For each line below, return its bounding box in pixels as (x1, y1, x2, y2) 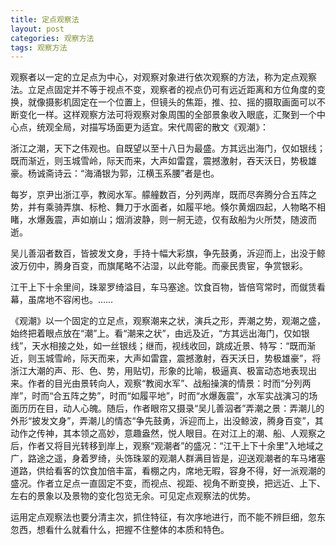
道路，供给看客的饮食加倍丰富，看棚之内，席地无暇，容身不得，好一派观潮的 (10, 465, 326, 477)
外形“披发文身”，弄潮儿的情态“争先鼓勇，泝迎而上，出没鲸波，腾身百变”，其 (10, 415, 324, 427)
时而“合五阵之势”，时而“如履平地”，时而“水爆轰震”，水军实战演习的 (31, 390, 310, 402)
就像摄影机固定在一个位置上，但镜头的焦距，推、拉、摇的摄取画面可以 (27, 96, 317, 108)
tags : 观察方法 (10, 42, 68, 53)
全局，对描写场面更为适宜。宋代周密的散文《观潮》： (53, 121, 269, 133)
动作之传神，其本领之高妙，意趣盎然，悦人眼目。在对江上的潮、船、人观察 (10, 427, 317, 440)
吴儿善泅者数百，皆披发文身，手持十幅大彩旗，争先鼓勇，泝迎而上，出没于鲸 (10, 247, 326, 260)
